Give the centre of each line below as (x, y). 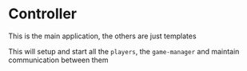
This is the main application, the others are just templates (103, 36)
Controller (43, 14)
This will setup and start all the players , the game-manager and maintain (124, 51)
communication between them (58, 60)
